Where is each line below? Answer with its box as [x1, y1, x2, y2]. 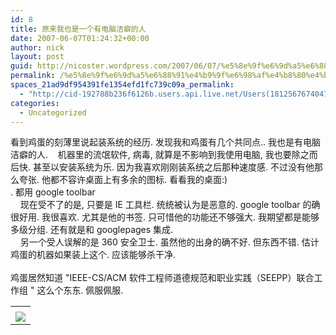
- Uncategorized [19, 107, 87, 118]
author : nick [10, 42, 65, 53]
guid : [10, 61, 33, 71]
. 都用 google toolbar [10, 186, 96, 198]
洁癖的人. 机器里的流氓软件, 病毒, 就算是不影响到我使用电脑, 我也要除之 [10, 149, 310, 161]
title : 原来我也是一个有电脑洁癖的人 [10, 24, 147, 34]
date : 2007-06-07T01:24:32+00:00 [10, 33, 150, 43]
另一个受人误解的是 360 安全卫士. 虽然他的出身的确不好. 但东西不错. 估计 [19, 236, 320, 248]
